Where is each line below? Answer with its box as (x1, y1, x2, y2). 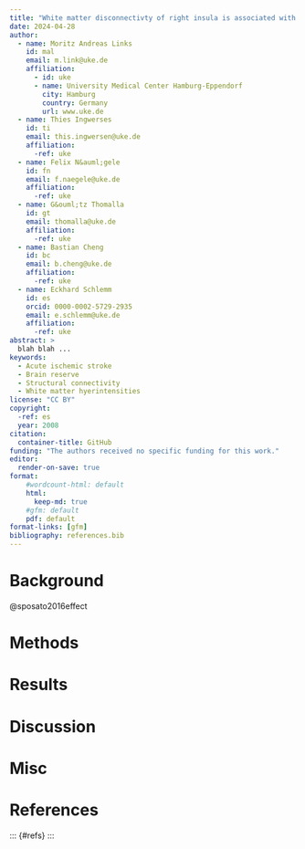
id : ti (26, 124, 51, 133)
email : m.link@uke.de (26, 56, 108, 65)
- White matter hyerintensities (17, 387, 142, 396)
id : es (26, 293, 51, 302)
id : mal (26, 47, 55, 57)
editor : (9, 455, 39, 464)
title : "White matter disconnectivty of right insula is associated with (9, 13, 297, 23)
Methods (9, 633, 79, 654)
